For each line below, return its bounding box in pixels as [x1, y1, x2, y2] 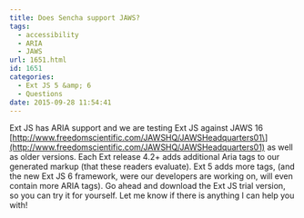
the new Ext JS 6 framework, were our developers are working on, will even [9, 171, 293, 182]
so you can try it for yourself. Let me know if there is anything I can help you [9, 190, 295, 201]
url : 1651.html [9, 55, 67, 64]
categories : [9, 73, 55, 82]
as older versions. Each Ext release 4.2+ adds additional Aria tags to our [9, 152, 280, 163]
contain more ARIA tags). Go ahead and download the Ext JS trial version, [9, 181, 286, 192]
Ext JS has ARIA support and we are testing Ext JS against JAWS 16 [9, 123, 264, 134]
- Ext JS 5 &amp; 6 [17, 81, 92, 90]
